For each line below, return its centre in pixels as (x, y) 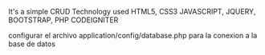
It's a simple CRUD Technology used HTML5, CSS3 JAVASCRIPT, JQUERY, (132, 12)
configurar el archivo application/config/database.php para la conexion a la (133, 35)
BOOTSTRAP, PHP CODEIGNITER (63, 20)
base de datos (32, 44)
